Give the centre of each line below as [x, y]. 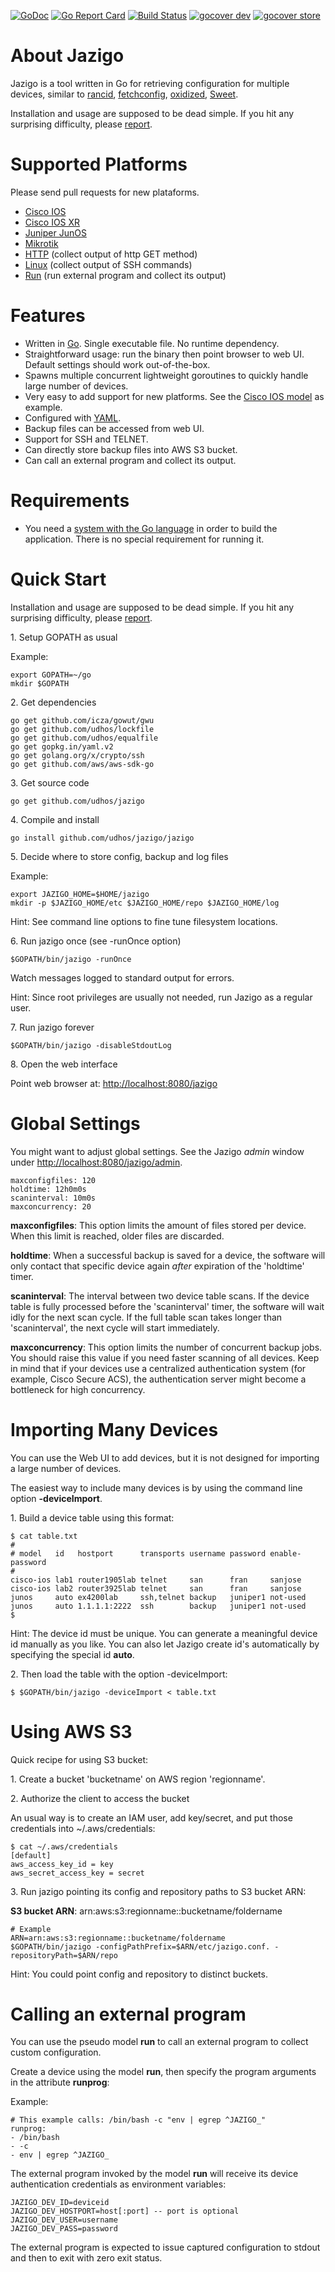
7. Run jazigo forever [52, 1027]
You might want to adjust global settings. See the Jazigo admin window [157, 1151]
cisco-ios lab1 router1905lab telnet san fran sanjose [156, 1580]
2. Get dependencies [53, 702]
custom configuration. [56, 2052]
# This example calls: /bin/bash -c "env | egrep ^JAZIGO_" [138, 2120]
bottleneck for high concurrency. [78, 1389]
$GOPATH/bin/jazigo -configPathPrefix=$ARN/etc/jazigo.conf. [140, 1946]
